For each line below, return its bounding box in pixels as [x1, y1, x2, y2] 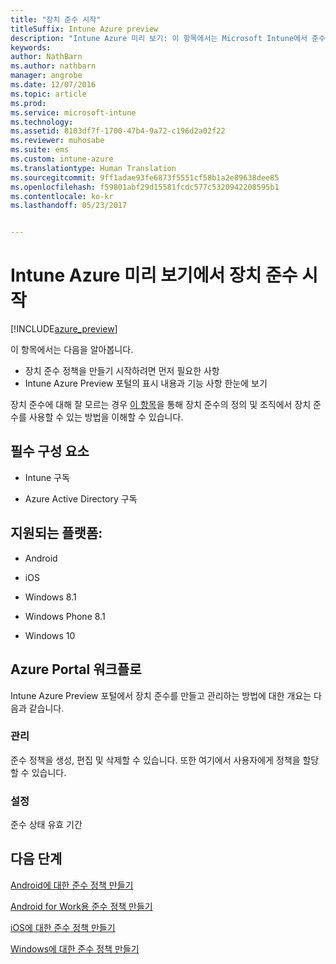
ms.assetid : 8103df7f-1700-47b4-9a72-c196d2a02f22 [10, 126, 226, 136]
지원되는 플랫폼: [10, 525, 103, 542]
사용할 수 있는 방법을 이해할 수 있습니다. [28, 411, 184, 423]
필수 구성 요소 [10, 443, 90, 460]
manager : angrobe [10, 71, 83, 81]
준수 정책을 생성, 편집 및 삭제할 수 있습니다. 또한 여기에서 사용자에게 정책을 [10, 754, 301, 766]
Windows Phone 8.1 [24, 610, 106, 622]
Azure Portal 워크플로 [10, 661, 142, 678]
